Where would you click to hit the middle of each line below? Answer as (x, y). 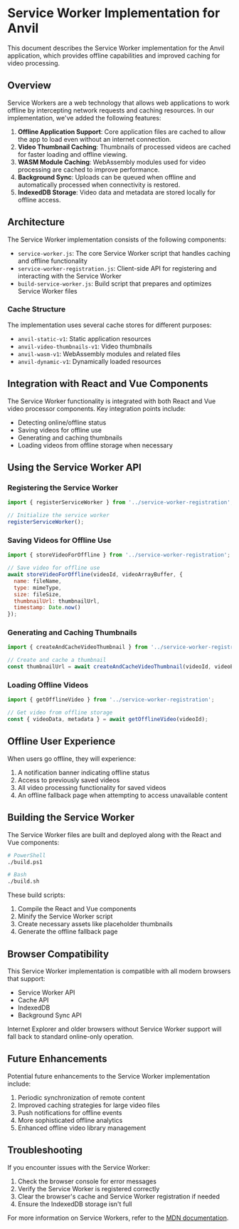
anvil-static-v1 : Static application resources (84, 338)
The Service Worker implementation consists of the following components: (117, 239)
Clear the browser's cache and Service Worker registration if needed (119, 1196)
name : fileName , (38, 581)
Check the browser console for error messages (87, 1181)
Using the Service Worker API (75, 468)
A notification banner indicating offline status (84, 772)
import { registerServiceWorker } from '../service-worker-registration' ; (121, 503)
